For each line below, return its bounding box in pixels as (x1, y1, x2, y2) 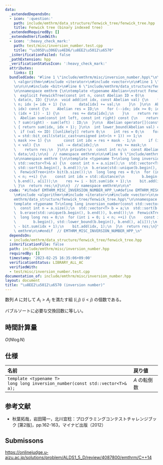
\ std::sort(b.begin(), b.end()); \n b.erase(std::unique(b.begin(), (14, 165, 158, 170)
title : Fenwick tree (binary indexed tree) (14, 25, 103, 30)
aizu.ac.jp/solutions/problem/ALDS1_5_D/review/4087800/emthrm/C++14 (5, 455, 152, 461)
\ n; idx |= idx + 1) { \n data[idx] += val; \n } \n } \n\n (14, 102, 151, 107)
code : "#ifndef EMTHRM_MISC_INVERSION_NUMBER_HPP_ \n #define (9, 188, 133, 192)
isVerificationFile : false (9, 242, 64, 247)
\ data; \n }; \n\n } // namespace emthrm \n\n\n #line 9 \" (14, 152, 130, 156)
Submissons (5, 436, 44, 445)
